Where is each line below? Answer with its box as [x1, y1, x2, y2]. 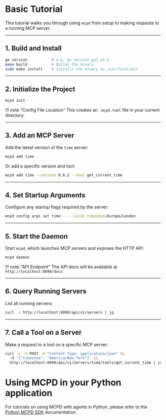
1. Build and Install [5, 44, 62, 53]
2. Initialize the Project [5, 85, 76, 93]
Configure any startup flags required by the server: [5, 204, 109, 210]
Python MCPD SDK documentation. [5, 409, 77, 415]
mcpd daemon [5, 255, 30, 260]
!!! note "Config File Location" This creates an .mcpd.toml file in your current [5, 107, 160, 113]
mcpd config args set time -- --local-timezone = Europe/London [5, 214, 136, 219]
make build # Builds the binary [5, 62, 94, 67]
